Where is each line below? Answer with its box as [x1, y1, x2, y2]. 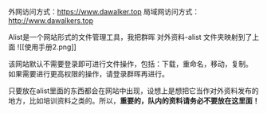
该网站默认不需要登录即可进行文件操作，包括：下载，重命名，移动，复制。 [8, 59, 253, 68]
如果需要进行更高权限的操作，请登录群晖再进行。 [8, 69, 169, 78]
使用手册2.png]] [24, 42, 77, 52]
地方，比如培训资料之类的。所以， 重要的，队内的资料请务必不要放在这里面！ [8, 96, 260, 105]
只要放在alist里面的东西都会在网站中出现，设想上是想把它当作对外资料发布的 [8, 86, 259, 95]
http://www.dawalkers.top [8, 16, 94, 25]
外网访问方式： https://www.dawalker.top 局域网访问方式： [8, 7, 200, 16]
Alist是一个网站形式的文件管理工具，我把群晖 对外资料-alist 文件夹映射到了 [8, 33, 253, 41]
